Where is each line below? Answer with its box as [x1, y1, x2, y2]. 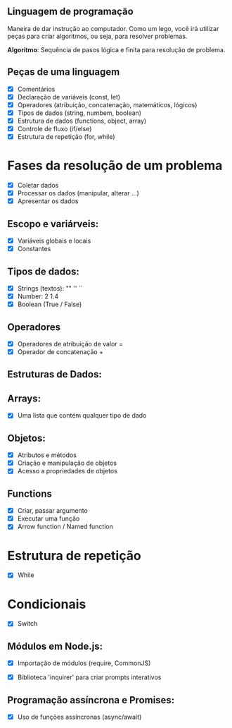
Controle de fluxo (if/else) [17, 124, 92, 133]
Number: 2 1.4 [17, 292, 59, 301]
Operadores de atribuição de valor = [17, 339, 123, 348]
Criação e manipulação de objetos [17, 459, 117, 468]
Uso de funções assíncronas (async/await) [17, 712, 142, 722]
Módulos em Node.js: [7, 640, 103, 652]
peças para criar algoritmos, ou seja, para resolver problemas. [7, 32, 188, 40]
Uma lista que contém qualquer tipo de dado [17, 411, 147, 420]
